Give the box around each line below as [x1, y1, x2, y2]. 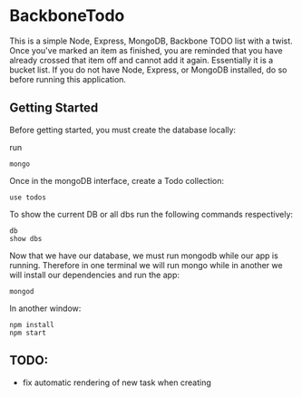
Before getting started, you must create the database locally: [9, 124, 237, 135]
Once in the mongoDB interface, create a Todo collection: [9, 175, 225, 186]
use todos [9, 192, 47, 202]
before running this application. [9, 73, 127, 84]
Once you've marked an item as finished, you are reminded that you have [9, 44, 283, 55]
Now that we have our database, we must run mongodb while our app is [9, 250, 278, 261]
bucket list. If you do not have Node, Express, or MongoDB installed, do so [9, 64, 287, 75]
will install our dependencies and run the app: [9, 269, 180, 280]
